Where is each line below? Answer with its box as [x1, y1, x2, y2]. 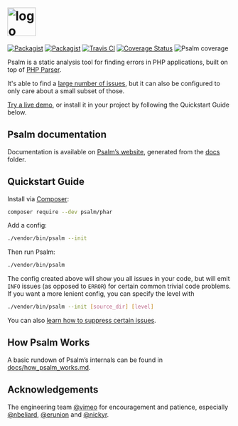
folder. [7, 155, 26, 164]
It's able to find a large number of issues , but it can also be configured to [7, 79, 220, 87]
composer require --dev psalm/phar [7, 208, 113, 215]
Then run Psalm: [7, 247, 55, 256]
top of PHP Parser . [7, 65, 62, 74]
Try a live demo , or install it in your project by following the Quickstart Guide [7, 100, 229, 109]
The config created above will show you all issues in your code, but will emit [7, 275, 230, 283]
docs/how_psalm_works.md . [7, 363, 91, 371]
